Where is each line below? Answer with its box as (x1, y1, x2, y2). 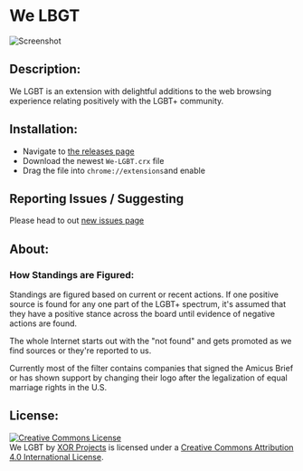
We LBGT (9, 5, 80, 26)
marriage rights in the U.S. (9, 382, 107, 393)
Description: (9, 62, 81, 77)
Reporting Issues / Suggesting (9, 191, 185, 207)
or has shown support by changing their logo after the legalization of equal (9, 372, 288, 383)
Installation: (9, 121, 79, 137)
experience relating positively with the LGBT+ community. (9, 95, 224, 106)
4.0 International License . (9, 451, 104, 462)
